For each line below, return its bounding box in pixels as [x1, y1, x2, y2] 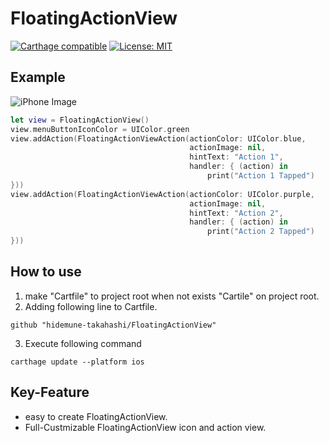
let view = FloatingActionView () [10, 115, 150, 125]
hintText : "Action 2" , [189, 208, 284, 218]
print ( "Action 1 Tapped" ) [206, 171, 315, 181]
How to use [10, 263, 82, 281]
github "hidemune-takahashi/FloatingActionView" [10, 320, 217, 330]
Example [10, 69, 66, 86]
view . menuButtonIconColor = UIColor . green [10, 124, 190, 134]
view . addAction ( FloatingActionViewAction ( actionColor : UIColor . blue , [10, 133, 307, 144]
